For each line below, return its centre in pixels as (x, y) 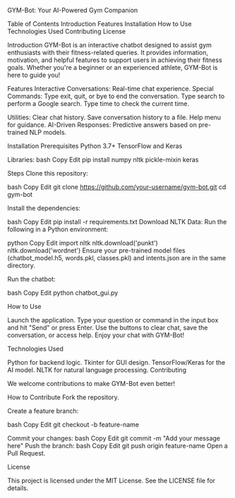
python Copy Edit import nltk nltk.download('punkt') (83, 243)
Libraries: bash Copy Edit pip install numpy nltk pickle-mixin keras (103, 159)
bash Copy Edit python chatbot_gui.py (63, 293)
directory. (21, 265)
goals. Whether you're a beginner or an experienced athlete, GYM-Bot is (113, 67)
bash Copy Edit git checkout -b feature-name (73, 425)
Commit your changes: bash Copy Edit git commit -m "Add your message (114, 438)
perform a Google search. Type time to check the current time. (98, 104)
